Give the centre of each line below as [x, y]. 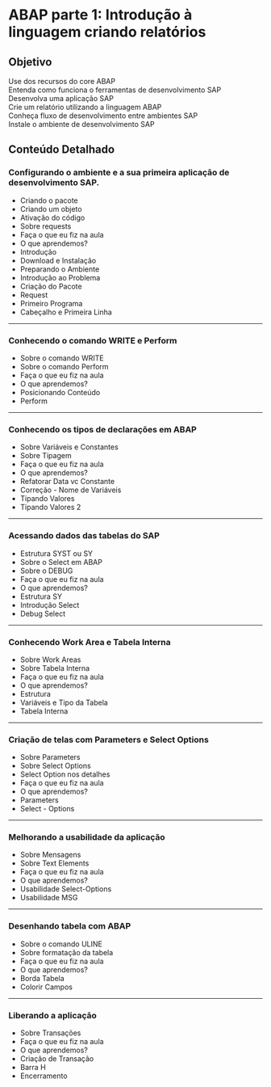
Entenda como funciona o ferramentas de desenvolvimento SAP [115, 90]
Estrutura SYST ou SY [56, 553]
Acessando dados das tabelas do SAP [84, 536]
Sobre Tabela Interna [55, 668]
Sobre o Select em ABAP [61, 562]
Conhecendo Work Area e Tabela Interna [90, 642]
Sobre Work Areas [50, 659]
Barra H [33, 1068]
